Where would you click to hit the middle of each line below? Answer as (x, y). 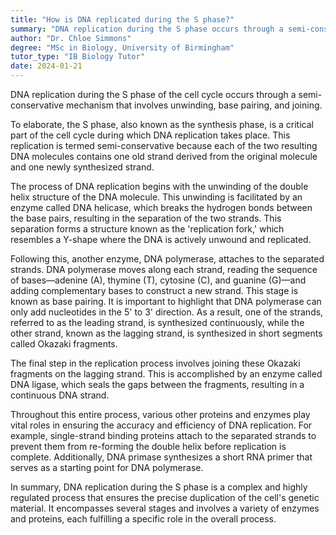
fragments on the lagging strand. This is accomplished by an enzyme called (166, 374)
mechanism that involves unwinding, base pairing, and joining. (194, 105)
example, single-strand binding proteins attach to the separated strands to (163, 435)
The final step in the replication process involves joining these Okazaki (155, 363)
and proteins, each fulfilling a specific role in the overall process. (143, 519)
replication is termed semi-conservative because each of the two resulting (164, 145)
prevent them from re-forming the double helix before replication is (148, 446)
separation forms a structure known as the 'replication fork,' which (147, 229)
